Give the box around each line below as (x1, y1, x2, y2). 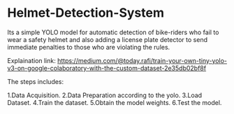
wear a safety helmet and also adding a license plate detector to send (7, 35, 208, 43)
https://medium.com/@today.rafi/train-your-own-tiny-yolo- (57, 56, 228, 64)
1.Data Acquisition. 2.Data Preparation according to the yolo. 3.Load (7, 91, 203, 99)
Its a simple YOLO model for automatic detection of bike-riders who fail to (7, 28, 219, 36)
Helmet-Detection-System (7, 5, 164, 21)
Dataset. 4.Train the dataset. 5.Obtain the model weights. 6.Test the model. (7, 98, 222, 106)
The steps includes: (7, 77, 64, 85)
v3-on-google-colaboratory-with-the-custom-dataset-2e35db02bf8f (7, 64, 207, 72)
